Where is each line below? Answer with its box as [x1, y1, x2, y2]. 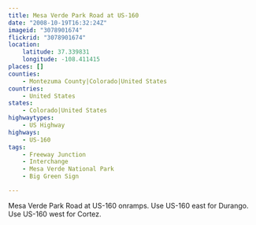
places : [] [8, 63, 44, 71]
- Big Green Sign [22, 172, 80, 181]
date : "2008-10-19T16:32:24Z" [8, 19, 108, 27]
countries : [8, 84, 44, 93]
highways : [8, 128, 41, 136]
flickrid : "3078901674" [8, 33, 87, 42]
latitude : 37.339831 [22, 48, 90, 56]
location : [8, 41, 41, 49]
